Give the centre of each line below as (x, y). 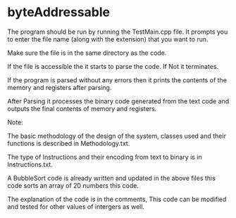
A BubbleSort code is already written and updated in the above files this (112, 178)
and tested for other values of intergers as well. (76, 206)
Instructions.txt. (30, 164)
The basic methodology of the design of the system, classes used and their (117, 136)
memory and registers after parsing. (60, 87)
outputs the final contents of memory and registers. (82, 108)
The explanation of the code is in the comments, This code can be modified (117, 199)
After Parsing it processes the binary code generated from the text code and (118, 101)
